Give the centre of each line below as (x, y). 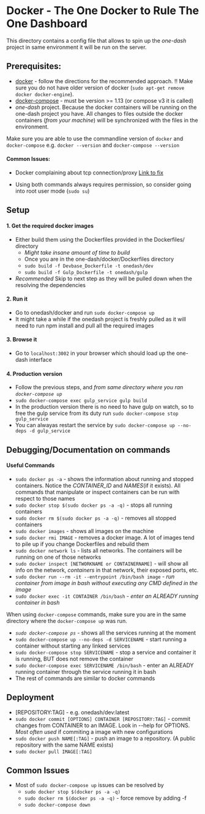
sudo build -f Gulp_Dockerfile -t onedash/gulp (86, 272)
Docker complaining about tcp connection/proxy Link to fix (89, 173)
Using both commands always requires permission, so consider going (103, 184)
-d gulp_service (50, 431)
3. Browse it (22, 340)
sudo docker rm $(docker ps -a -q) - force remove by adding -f (105, 798)
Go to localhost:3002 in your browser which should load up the (95, 353)
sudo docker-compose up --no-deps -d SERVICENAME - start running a (101, 639)
